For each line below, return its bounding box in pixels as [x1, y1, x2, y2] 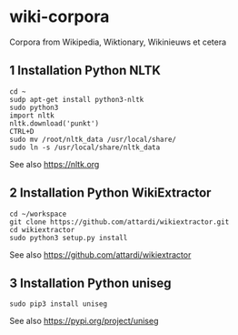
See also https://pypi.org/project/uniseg [9, 316, 159, 327]
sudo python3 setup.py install [9, 233, 128, 242]
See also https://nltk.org [9, 158, 100, 169]
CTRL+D [9, 127, 35, 136]
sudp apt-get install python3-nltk [9, 95, 144, 104]
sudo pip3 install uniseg [9, 299, 107, 309]
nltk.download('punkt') [9, 118, 100, 128]
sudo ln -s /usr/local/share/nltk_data [9, 143, 161, 152]
